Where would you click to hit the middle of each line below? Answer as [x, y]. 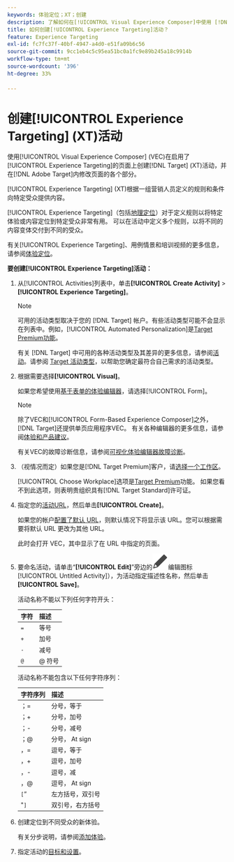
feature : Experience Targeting [53, 37]
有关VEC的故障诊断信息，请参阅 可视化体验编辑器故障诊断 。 [103, 452]
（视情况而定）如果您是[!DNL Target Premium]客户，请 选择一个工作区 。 [121, 467]
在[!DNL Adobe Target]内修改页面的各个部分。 [74, 174]
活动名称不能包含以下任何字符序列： [70, 678]
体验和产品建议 [45, 437]
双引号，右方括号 [76, 805]
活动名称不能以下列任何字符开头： [66, 599]
